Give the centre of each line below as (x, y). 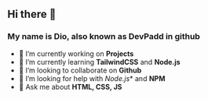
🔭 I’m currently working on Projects (76, 53)
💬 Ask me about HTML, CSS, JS (70, 87)
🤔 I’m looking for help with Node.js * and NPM (92, 78)
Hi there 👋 (32, 14)
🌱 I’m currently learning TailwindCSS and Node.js (100, 62)
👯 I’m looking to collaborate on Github (80, 70)
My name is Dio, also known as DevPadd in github (104, 37)
